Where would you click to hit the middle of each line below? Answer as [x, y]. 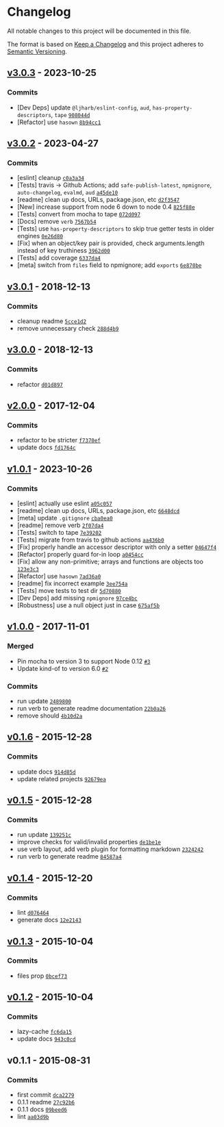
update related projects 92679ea [61, 778]
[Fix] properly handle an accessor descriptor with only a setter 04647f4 [117, 547]
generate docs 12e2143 [49, 920]
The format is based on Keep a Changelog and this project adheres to [105, 44]
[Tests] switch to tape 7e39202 [59, 533]
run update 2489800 [44, 701]
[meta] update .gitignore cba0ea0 [65, 518]
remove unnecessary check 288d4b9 [68, 328]
